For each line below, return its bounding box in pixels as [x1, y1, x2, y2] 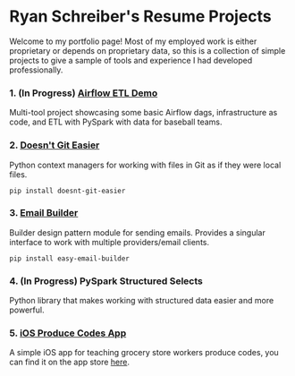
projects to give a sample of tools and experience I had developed [9, 55, 253, 65]
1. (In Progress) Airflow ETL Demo [9, 87, 158, 99]
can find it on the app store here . [9, 356, 131, 368]
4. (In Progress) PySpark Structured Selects [9, 275, 204, 287]
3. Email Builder [9, 207, 79, 219]
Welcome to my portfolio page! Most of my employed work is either [9, 36, 257, 47]
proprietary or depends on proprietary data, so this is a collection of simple [9, 45, 286, 56]
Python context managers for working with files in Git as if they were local [9, 159, 282, 170]
